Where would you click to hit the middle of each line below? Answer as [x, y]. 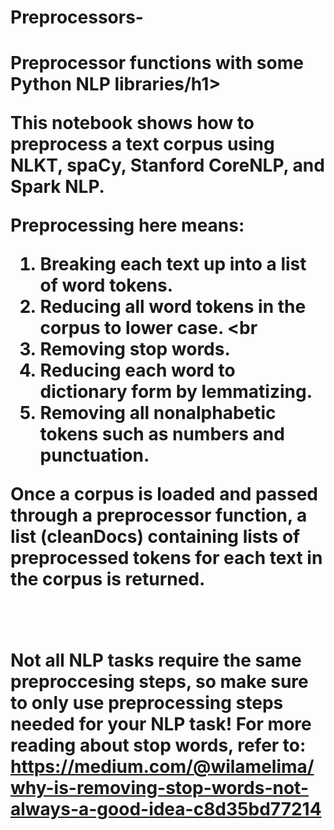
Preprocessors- [77, 17]
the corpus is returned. [108, 579]
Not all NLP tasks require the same [156, 660]
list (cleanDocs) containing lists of [155, 537]
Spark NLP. [57, 187]
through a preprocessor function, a [159, 515]
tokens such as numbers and [162, 434]
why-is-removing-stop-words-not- [159, 788]
